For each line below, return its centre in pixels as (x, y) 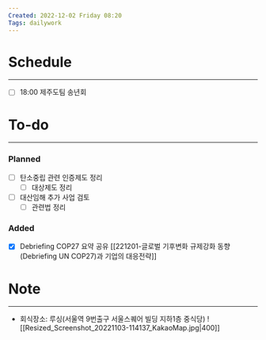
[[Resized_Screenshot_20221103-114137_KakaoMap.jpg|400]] (120, 328)
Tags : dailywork (35, 23)
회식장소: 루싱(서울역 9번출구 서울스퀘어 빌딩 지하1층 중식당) (112, 319)
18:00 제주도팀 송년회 (53, 93)
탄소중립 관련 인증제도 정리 (61, 177)
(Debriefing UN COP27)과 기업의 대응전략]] (88, 256)
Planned (25, 159)
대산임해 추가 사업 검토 (55, 197)
